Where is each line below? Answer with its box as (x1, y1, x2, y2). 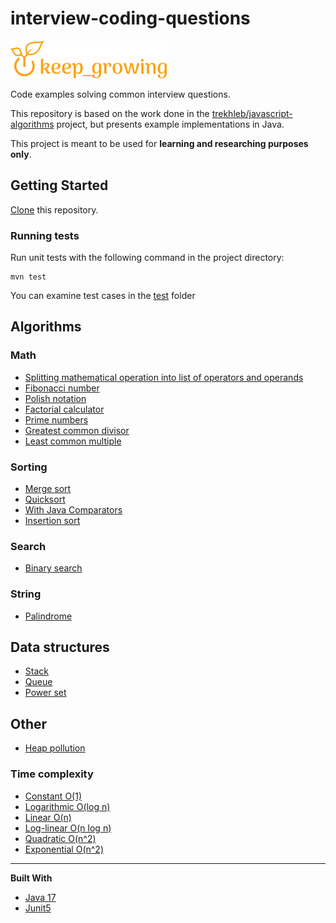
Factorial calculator (24, 403, 105, 415)
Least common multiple (24, 435, 122, 447)
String (10, 587, 42, 601)
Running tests (10, 228, 80, 242)
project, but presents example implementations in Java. (56, 118, 285, 130)
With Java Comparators (24, 504, 123, 516)
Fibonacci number (24, 382, 100, 394)
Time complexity (10, 767, 94, 781)
